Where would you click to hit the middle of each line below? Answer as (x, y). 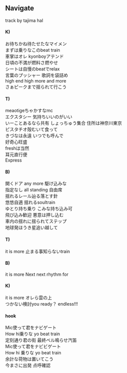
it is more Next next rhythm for (37, 274)
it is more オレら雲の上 (29, 298)
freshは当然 (17, 148)
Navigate (20, 8)
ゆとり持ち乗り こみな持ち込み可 (39, 209)
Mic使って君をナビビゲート (33, 346)
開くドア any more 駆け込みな (36, 184)
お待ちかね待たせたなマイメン (36, 44)
